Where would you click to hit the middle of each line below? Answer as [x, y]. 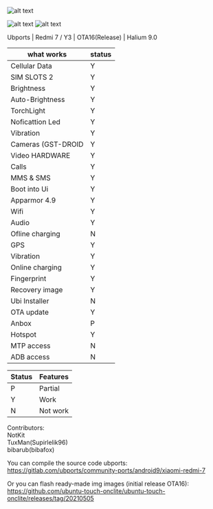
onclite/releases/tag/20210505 [51, 498]
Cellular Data [32, 66]
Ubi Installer [30, 301]
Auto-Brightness [38, 100]
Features [54, 377]
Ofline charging [35, 234]
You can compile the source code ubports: [67, 463]
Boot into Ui [30, 189]
